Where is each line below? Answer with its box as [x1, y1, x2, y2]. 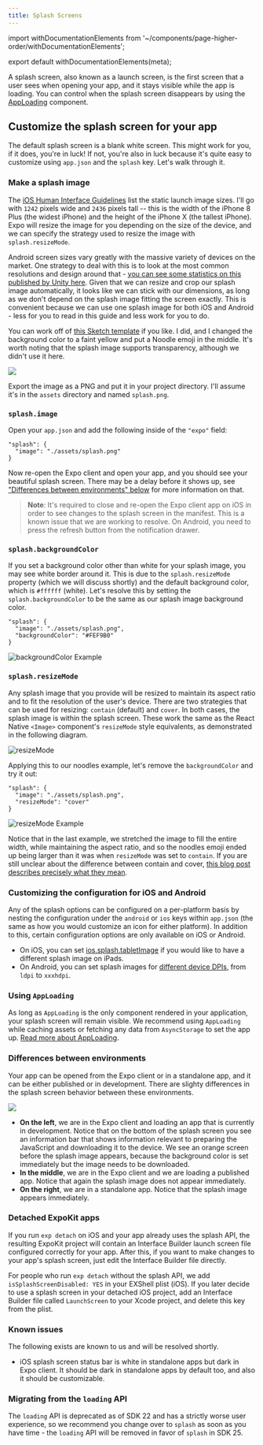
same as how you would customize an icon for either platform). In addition [8, 921, 248, 931]
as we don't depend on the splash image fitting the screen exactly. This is [8, 294, 247, 303]
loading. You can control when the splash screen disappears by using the [8, 88, 246, 98]
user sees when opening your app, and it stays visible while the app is [8, 80, 236, 90]
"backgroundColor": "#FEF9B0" [15, 632, 114, 640]
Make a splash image [8, 177, 90, 188]
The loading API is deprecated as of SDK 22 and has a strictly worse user [8, 1411, 247, 1421]
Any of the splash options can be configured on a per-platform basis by [8, 905, 239, 914]
